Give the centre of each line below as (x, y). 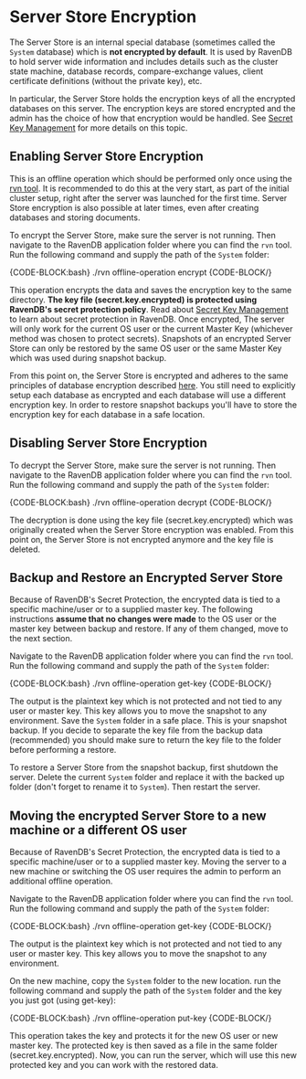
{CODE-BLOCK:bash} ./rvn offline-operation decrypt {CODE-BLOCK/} (141, 502)
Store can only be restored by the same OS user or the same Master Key (146, 348)
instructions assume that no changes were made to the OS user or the (143, 619)
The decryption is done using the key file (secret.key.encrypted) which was (152, 520)
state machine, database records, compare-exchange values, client (136, 71)
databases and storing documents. (75, 217)
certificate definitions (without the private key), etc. (106, 80)
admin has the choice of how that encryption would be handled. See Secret (152, 118)
